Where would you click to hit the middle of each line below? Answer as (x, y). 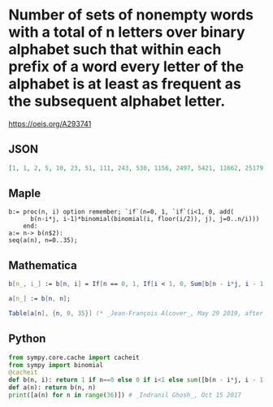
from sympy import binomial (56, 365)
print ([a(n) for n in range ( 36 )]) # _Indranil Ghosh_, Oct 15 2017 (125, 396)
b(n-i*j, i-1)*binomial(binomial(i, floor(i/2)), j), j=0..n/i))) (145, 219)
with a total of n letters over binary (127, 32)
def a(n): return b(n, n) (52, 388)
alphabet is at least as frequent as (125, 84)
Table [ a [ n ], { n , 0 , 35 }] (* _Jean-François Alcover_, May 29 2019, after (136, 314)
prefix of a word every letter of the (126, 67)
